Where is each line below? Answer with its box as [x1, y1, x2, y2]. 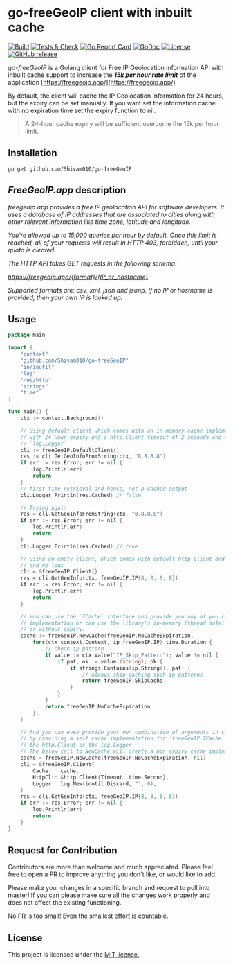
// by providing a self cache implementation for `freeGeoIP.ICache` [20, 735, 225, 742]
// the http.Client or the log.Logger [20, 742, 132, 749]
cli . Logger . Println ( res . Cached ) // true [20, 543, 138, 550]
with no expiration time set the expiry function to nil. [8, 106, 156, 114]
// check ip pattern [44, 645, 104, 652]
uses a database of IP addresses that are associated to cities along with [8, 210, 215, 218]
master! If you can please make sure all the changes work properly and [8, 891, 210, 899]
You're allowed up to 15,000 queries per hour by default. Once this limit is [8, 231, 217, 239]
